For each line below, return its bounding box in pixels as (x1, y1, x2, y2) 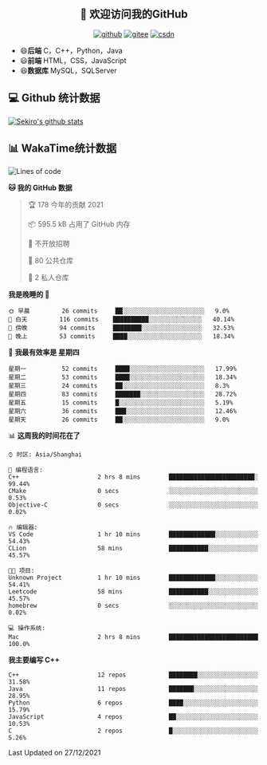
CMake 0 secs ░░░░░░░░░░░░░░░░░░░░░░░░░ (8, 487, 259, 495)
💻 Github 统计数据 (8, 91, 101, 105)
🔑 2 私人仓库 (27, 273, 69, 282)
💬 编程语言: (8, 466, 44, 475)
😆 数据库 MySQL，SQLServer (19, 65, 117, 75)
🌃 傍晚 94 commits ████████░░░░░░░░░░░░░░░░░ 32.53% (8, 324, 235, 333)
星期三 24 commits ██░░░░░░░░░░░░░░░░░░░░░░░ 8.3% (8, 382, 230, 390)
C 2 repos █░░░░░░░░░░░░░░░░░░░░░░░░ (8, 727, 259, 735)
